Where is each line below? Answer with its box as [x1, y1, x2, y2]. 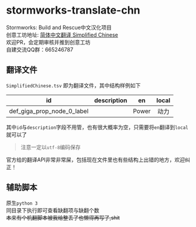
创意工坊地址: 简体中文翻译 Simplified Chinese [6, 31, 119, 38]
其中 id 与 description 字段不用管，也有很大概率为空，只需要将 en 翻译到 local [6, 124, 189, 131]
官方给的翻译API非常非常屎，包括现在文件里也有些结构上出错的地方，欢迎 [6, 156, 185, 163]
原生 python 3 [6, 199, 38, 206]
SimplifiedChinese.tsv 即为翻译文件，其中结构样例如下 [6, 82, 141, 89]
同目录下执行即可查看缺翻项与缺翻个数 [6, 206, 99, 213]
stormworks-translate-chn [6, 4, 141, 17]
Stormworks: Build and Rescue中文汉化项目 [6, 24, 112, 31]
